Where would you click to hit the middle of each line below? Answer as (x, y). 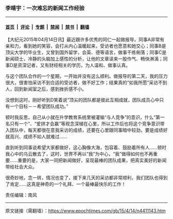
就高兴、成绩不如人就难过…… (37, 136)
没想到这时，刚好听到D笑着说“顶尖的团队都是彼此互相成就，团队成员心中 (82, 100)
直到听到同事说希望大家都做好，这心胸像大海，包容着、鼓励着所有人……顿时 (86, 147)
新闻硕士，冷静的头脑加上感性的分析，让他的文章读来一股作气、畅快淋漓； (84, 59)
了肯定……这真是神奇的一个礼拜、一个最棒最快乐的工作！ (66, 184)
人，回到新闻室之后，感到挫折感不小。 (46, 89)
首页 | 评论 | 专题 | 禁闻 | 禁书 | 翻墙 (47, 27)
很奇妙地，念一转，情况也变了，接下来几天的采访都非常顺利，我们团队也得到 (86, 177)
